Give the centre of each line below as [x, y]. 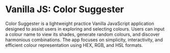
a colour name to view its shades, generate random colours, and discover [82, 34]
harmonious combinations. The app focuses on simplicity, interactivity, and [84, 40]
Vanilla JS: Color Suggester [65, 9]
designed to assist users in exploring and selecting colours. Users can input [85, 29]
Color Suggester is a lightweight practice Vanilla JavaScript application [80, 23]
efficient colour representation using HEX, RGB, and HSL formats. [74, 45]
